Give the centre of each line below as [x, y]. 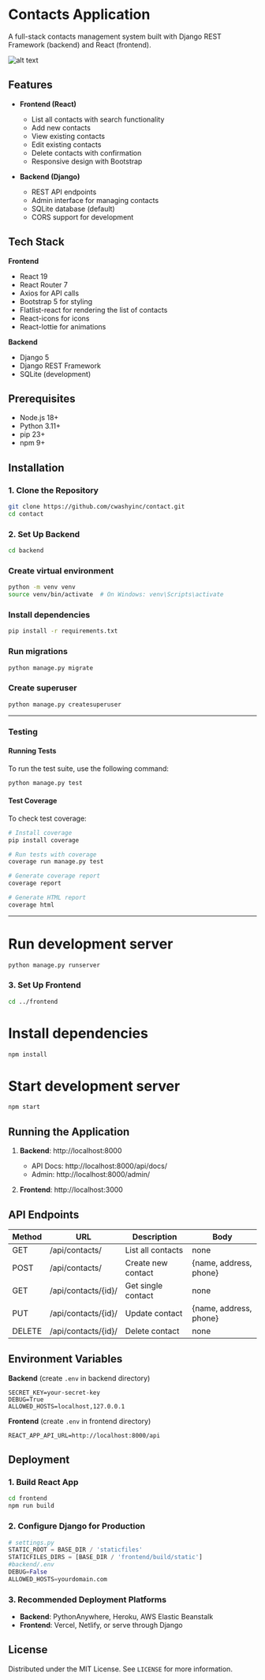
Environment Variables [65, 1359]
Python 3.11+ [40, 426]
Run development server [91, 943]
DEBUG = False [28, 1572]
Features [30, 85]
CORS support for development [82, 217]
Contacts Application [79, 15]
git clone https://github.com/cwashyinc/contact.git [97, 507]
